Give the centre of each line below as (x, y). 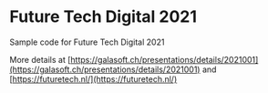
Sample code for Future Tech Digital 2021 (87, 42)
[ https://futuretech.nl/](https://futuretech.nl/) (93, 78)
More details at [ (40, 59)
